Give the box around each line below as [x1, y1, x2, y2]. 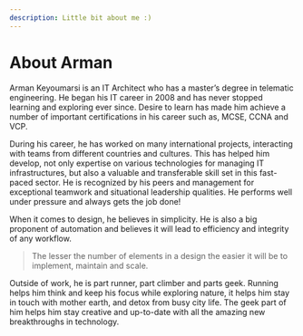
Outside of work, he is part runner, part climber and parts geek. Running [9, 277, 279, 288]
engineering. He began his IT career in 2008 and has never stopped [9, 91, 263, 102]
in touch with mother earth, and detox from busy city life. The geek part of [9, 296, 288, 308]
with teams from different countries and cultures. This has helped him [9, 148, 270, 158]
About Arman [9, 52, 113, 72]
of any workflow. [9, 233, 73, 244]
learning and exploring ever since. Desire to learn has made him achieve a [9, 101, 286, 112]
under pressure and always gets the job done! [9, 196, 181, 206]
